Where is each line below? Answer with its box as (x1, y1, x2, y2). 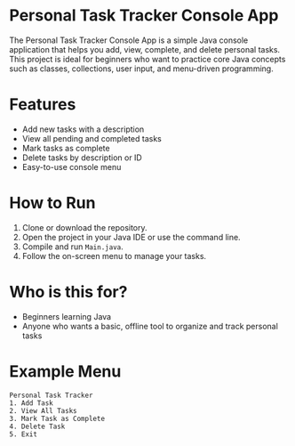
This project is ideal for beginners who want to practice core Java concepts (9, 53, 286, 64)
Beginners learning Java (21, 311, 112, 321)
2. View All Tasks (9, 406, 77, 415)
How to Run (9, 193, 96, 214)
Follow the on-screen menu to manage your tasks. (21, 250, 207, 261)
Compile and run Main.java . (21, 241, 124, 252)
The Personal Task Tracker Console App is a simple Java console (9, 35, 249, 45)
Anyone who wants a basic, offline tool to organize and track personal (21, 320, 278, 331)
